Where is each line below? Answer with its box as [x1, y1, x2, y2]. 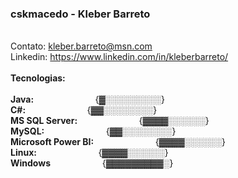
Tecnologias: [10, 72, 66, 84]
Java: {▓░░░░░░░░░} [10, 93, 165, 106]
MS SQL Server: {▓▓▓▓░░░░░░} [10, 115, 210, 127]
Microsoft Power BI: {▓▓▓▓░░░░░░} [10, 136, 226, 148]
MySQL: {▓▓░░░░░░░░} [10, 125, 177, 137]
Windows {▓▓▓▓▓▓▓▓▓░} [10, 157, 174, 169]
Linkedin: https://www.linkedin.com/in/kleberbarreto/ [10, 51, 229, 63]
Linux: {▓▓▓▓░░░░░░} [10, 147, 169, 159]
